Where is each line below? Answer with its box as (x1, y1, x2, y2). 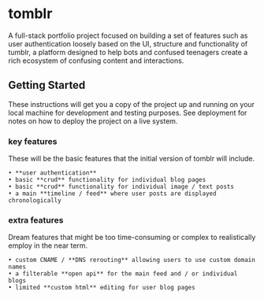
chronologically (8, 197, 61, 205)
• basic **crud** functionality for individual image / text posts (8, 183, 235, 191)
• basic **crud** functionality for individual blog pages (8, 176, 206, 184)
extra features (8, 214, 64, 225)
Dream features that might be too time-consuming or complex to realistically (8, 233, 256, 242)
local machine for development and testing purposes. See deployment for (8, 108, 247, 117)
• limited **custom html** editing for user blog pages (8, 284, 195, 292)
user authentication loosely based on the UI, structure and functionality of (8, 39, 248, 48)
